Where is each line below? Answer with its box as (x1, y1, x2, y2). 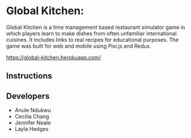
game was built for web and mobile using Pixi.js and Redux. (6, 42, 151, 50)
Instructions (6, 71, 52, 81)
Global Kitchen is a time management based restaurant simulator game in (6, 24, 186, 31)
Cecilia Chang (14, 113, 49, 120)
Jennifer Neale (14, 119, 52, 126)
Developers (6, 91, 50, 101)
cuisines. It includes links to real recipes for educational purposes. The (6, 36, 179, 43)
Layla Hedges (14, 126, 49, 133)
